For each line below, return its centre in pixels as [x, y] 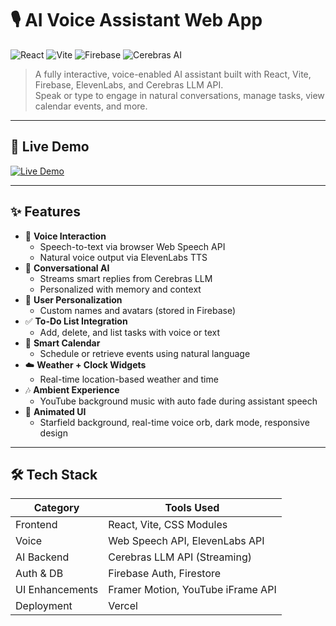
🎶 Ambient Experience [72, 389]
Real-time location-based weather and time [129, 379]
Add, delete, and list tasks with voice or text [129, 332]
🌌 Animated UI [55, 411]
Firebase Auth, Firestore [165, 574]
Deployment [44, 606]
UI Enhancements [57, 590]
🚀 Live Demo [50, 147]
